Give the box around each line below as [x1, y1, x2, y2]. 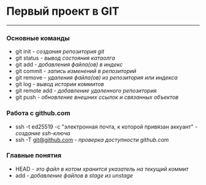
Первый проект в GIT [6, 4, 120, 18]
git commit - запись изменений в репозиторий [15, 68, 137, 75]
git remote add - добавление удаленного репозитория [15, 87, 157, 95]
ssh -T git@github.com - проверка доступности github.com [15, 136, 169, 143]
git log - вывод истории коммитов [15, 81, 104, 88]
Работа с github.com [6, 109, 71, 117]
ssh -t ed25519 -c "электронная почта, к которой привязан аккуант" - [15, 123, 198, 130]
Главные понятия [6, 151, 62, 160]
